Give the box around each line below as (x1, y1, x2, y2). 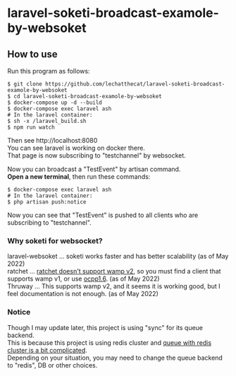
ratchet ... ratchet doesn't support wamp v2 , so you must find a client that (7, 267, 221, 276)
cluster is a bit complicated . (7, 346, 88, 354)
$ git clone (7, 81, 42, 88)
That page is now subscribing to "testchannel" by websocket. (7, 151, 187, 160)
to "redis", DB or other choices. (7, 360, 98, 369)
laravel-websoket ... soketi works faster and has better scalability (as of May (7, 252, 229, 261)
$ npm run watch (7, 124, 55, 131)
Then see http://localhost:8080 (7, 136, 98, 144)
